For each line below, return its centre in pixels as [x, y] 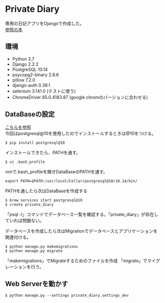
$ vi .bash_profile [25, 162]
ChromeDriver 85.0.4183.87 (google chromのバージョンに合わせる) [80, 97]
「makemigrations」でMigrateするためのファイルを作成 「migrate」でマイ [81, 260]
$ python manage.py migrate [34, 251]
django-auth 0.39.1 [31, 85]
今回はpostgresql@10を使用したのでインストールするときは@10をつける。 [81, 133]
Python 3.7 [23, 59]
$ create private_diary [30, 204]
